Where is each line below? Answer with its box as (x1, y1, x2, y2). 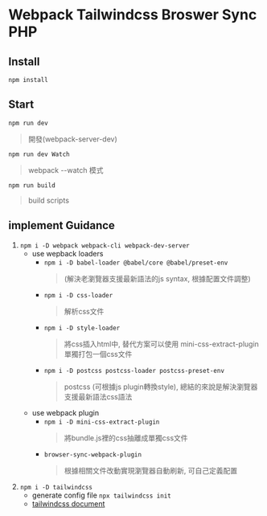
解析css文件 (64, 306, 105, 316)
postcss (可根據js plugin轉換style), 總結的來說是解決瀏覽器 (64, 382, 258, 391)
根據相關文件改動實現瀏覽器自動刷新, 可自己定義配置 (64, 465, 238, 475)
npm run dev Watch (8, 150, 70, 158)
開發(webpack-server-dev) (27, 134, 118, 144)
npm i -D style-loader (43, 324, 121, 332)
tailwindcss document (31, 498, 105, 508)
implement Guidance (8, 219, 115, 232)
